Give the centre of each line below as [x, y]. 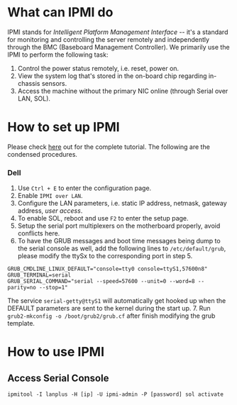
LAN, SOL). [34, 98]
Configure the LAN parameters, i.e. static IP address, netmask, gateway [122, 204]
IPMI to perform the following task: [58, 55]
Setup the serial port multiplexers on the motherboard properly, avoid [119, 226]
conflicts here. [39, 233]
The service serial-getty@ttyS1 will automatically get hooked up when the [117, 301]
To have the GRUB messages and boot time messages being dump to [119, 241]
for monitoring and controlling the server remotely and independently [109, 39]
